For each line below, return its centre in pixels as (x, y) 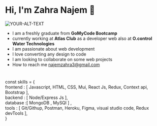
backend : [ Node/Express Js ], (36, 97)
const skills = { (20, 82)
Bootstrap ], (17, 93)
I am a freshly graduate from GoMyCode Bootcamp (65, 33)
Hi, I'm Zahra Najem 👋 (50, 10)
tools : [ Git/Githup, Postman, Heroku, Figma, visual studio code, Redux (77, 108)
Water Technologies (33, 43)
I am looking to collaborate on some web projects (62, 59)
